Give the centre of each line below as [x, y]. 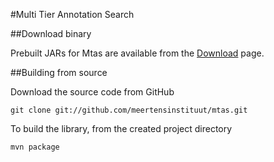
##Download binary [51, 33]
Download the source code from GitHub [92, 92]
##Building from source [59, 72]
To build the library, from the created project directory [121, 128]
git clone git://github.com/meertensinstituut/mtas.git [129, 110]
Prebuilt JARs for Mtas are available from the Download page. [137, 53]
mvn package [35, 147]
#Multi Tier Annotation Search [72, 14]
